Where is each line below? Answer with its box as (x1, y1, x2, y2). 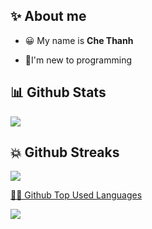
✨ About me (10, 8, 87, 25)
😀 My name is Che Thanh (24, 34, 134, 46)
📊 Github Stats (10, 84, 107, 101)
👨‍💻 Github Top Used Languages (10, 189, 143, 201)
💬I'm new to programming (24, 54, 132, 66)
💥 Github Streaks (10, 144, 120, 161)
